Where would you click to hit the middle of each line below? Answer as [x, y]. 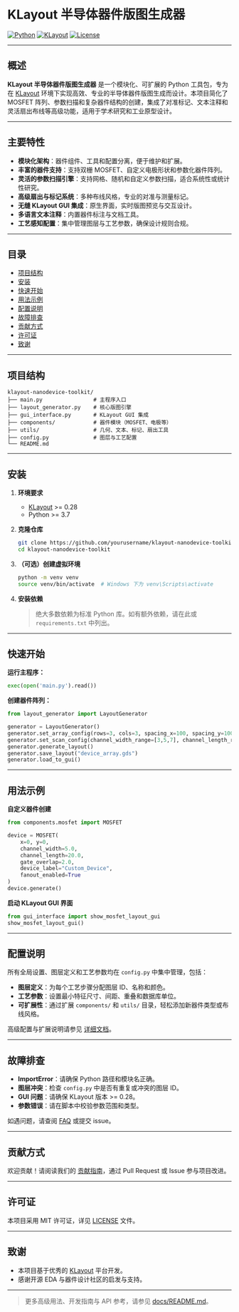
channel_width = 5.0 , [49, 849]
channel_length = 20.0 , [52, 855]
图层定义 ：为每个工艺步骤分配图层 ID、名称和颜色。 [93, 987]
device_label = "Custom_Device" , [67, 869]
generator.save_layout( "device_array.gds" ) [73, 753]
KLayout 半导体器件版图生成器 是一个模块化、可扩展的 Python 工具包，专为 [118, 84]
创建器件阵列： [29, 701]
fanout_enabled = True [51, 875]
